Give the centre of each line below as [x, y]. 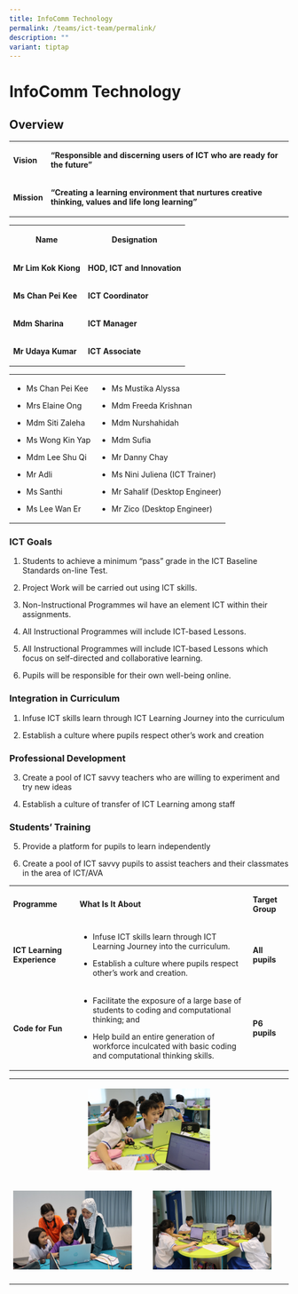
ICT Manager [112, 323]
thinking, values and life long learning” [124, 202]
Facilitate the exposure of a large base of [167, 1001]
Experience [34, 960]
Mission [28, 197]
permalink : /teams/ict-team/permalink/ [83, 28]
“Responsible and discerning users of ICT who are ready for [164, 155]
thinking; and [116, 1020]
